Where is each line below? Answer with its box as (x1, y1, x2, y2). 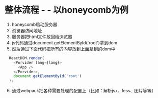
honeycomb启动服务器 (11, 21, 57, 27)
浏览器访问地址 (11, 27, 42, 33)
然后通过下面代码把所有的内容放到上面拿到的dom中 (11, 46, 116, 52)
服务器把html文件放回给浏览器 (11, 34, 73, 39)
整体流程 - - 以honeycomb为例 (4, 4, 129, 16)
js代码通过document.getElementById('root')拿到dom (11, 39, 118, 45)
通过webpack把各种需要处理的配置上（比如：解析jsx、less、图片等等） (11, 88, 156, 94)
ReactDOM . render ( (9, 56, 45, 60)
